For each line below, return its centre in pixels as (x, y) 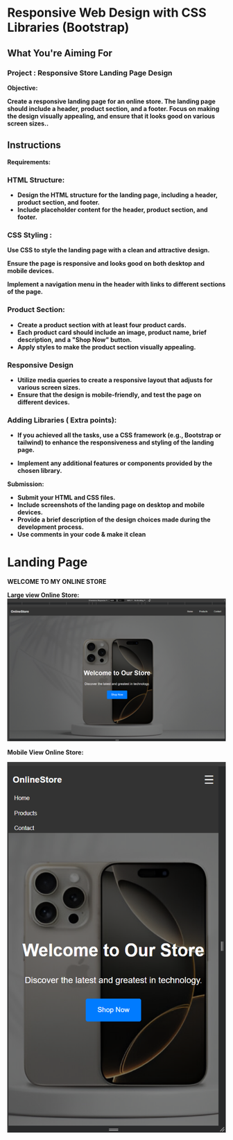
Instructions (34, 145)
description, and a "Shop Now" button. (75, 339)
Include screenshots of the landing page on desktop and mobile (111, 505)
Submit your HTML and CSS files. (66, 498)
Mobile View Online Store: (45, 752)
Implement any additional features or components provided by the (115, 463)
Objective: (23, 87)
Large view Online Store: (43, 595)
